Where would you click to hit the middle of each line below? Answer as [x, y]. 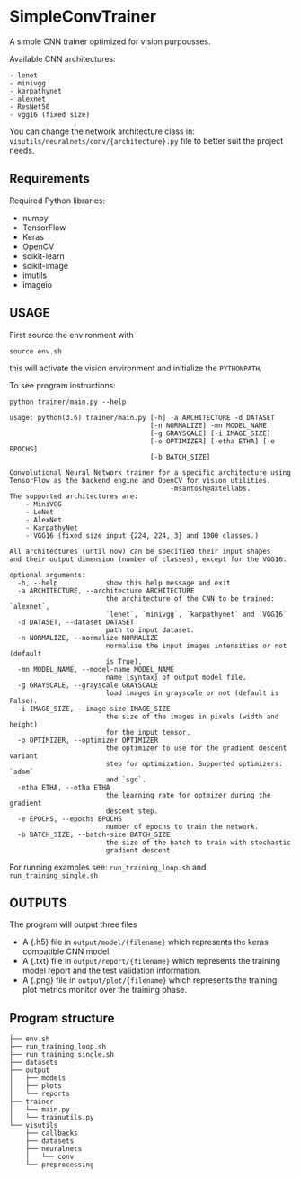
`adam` [22, 772]
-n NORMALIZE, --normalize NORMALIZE [88, 638]
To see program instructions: [63, 385]
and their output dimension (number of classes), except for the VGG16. [148, 559]
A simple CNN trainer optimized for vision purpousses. [110, 41]
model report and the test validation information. [112, 971]
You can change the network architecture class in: [102, 131]
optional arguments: [48, 575]
